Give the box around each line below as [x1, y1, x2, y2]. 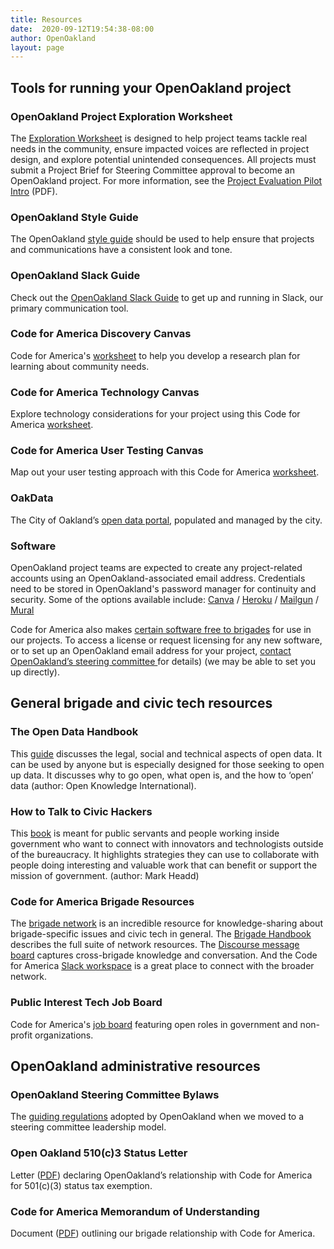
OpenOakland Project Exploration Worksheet [10, 109, 233, 123]
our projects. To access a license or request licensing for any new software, [10, 634, 323, 646]
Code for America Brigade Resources [10, 894, 195, 908]
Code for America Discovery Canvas [10, 327, 192, 341]
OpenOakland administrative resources [10, 1057, 261, 1075]
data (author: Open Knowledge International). [10, 779, 197, 791]
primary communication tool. [10, 302, 129, 314]
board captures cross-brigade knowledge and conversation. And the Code [10, 949, 318, 961]
